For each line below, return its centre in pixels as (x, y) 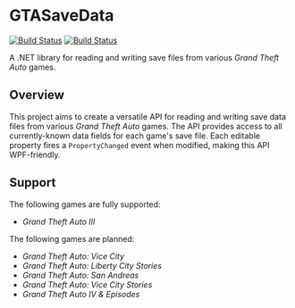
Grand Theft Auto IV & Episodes (81, 294)
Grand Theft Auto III (59, 221)
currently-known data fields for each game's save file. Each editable (135, 136)
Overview (37, 95)
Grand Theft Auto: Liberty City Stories (92, 265)
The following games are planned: (72, 238)
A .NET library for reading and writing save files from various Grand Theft (144, 57)
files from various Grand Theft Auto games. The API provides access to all (146, 126)
